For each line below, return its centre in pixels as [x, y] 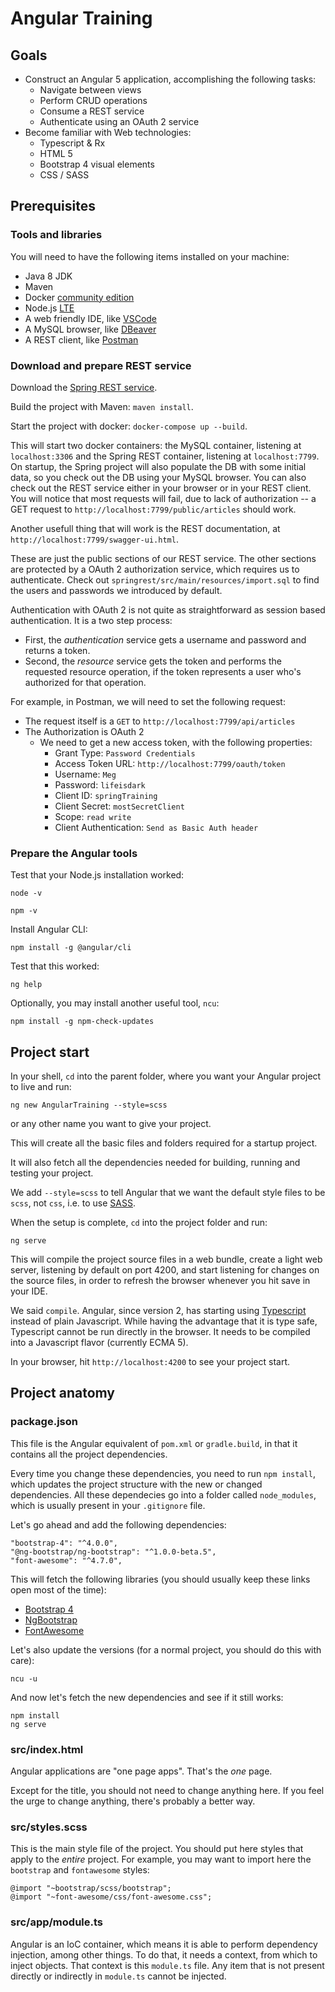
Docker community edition [79, 297]
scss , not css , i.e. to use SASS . [73, 1203]
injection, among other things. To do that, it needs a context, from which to [164, 1954]
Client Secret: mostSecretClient [119, 806]
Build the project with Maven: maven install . [102, 406]
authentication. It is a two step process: [91, 620]
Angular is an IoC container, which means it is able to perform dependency [164, 1944]
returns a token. [57, 650]
